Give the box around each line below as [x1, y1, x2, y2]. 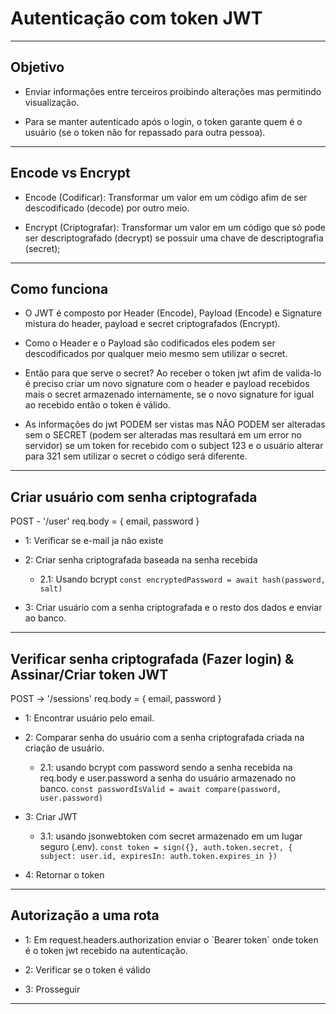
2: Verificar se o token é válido [24, 963, 151, 976]
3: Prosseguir [24, 983, 81, 995]
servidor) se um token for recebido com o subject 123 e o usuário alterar [24, 440, 324, 452]
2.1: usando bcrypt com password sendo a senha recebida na [39, 762, 293, 773]
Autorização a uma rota [10, 907, 160, 924]
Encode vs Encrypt [10, 165, 131, 182]
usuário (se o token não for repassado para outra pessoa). [24, 126, 266, 138]
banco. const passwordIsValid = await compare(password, [39, 783, 282, 794]
